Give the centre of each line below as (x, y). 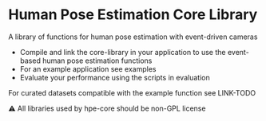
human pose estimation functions (97, 60)
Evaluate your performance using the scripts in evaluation (115, 77)
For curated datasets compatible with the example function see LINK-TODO (132, 92)
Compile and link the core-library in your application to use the (123, 52)
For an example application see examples (88, 68)
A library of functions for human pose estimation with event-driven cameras (133, 37)
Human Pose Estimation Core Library (133, 15)
